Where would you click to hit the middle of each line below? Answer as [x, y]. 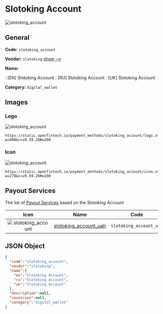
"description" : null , [30, 293]
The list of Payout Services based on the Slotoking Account [65, 202]
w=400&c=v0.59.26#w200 [28, 140]
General [17, 38]
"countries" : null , [28, 298]
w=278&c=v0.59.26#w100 [28, 176]
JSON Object [25, 246]
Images [16, 102]
